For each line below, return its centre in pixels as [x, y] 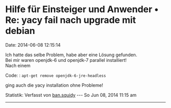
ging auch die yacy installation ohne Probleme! [54, 85]
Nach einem [18, 65]
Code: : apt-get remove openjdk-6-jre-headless [56, 75]
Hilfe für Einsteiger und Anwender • [82, 9]
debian [20, 31]
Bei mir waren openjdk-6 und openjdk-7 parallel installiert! [66, 60]
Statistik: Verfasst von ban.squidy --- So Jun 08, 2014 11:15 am [71, 95]
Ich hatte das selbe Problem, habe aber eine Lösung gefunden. [71, 55]
